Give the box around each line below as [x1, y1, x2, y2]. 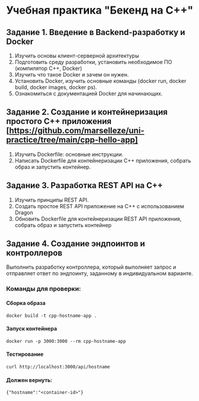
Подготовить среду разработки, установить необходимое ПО [14, 59, 172, 65]
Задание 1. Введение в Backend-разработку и [6, 27, 185, 37]
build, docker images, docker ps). [14, 84, 97, 91]
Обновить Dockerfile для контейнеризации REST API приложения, [14, 215, 182, 222]
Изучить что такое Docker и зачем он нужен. [14, 71, 129, 78]
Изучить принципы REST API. [14, 196, 89, 203]
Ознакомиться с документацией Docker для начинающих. [14, 90, 163, 97]
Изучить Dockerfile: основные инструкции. [14, 151, 124, 158]
